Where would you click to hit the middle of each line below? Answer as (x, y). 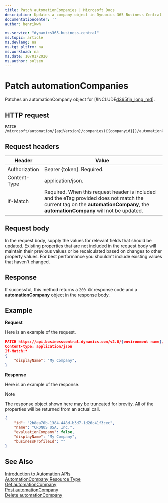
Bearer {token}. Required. (74, 169)
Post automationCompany (32, 490)
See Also (19, 462)
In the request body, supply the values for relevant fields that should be (79, 240)
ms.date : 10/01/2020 (27, 56)
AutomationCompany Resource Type (43, 479)
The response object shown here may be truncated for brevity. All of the (79, 404)
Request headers (32, 147)
